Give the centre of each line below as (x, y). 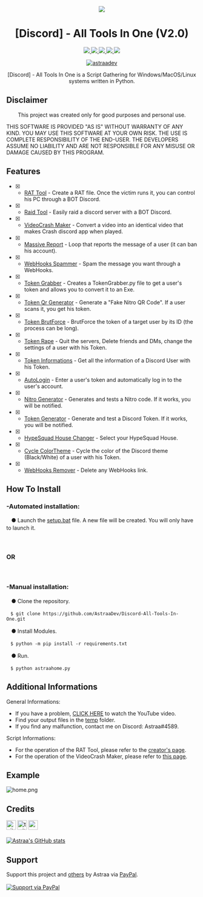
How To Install (34, 489)
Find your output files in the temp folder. (65, 720)
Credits (21, 809)
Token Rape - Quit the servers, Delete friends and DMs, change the (108, 341)
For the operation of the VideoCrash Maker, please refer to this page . (101, 756)
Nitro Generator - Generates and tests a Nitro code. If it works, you (107, 399)
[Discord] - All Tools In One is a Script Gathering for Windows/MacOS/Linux (102, 74)
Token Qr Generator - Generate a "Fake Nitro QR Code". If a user (105, 302)
